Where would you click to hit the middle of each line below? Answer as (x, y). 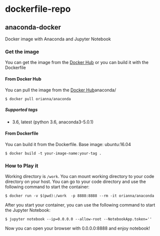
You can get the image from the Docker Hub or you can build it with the (77, 62)
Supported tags (22, 110)
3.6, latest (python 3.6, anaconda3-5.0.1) (53, 122)
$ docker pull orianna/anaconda (38, 99)
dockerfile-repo (38, 9)
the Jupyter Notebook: (28, 210)
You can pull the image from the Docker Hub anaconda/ (61, 90)
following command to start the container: (47, 187)
